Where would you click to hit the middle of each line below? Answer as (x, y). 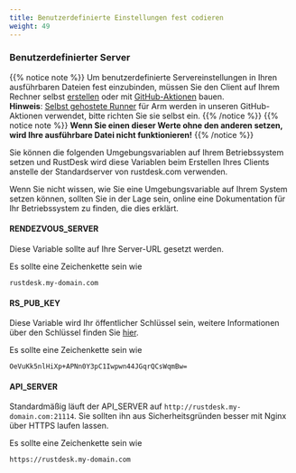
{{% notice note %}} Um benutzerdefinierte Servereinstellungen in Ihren (143, 77)
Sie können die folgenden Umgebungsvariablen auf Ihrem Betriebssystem (147, 152)
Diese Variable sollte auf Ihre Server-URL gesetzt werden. (116, 249)
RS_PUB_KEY (35, 302)
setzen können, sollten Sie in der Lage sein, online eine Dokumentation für (148, 199)
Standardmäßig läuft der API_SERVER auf (86, 406)
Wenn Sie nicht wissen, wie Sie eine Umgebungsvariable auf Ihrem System (148, 189)
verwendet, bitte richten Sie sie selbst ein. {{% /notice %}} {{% (162, 116)
